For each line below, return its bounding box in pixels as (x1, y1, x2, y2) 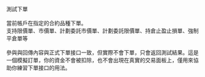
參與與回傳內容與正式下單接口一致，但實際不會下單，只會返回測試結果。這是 (6, 49, 199, 56)
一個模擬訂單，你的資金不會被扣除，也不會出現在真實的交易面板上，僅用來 (6, 57, 193, 64)
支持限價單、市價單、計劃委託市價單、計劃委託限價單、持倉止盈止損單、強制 (6, 27, 199, 34)
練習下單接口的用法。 (16, 64, 71, 71)
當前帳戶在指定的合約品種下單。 (6, 20, 87, 26)
